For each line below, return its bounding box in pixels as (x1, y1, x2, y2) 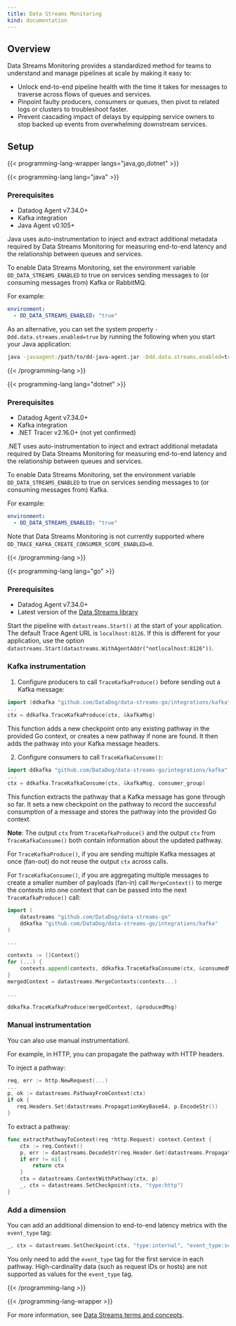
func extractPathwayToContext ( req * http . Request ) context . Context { (7, 1136, 212, 1143)
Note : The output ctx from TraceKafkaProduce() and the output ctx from (7, 828, 216, 837)
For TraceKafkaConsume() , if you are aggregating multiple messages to (7, 871, 209, 879)
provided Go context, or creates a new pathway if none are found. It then (7, 732, 218, 740)
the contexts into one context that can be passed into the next (7, 885, 188, 894)
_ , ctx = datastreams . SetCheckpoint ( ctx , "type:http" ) (20, 1182, 184, 1189)
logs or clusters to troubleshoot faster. (17, 105, 129, 113)
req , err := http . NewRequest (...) (7, 1077, 109, 1084)
